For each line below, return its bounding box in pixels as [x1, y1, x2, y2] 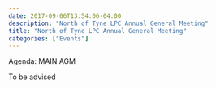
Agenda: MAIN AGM [8, 57, 76, 66]
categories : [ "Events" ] [8, 34, 89, 43]
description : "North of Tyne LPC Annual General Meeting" [8, 19, 209, 27]
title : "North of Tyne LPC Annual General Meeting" [8, 27, 187, 35]
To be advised [8, 72, 56, 82]
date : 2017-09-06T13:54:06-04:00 [8, 11, 122, 20]
